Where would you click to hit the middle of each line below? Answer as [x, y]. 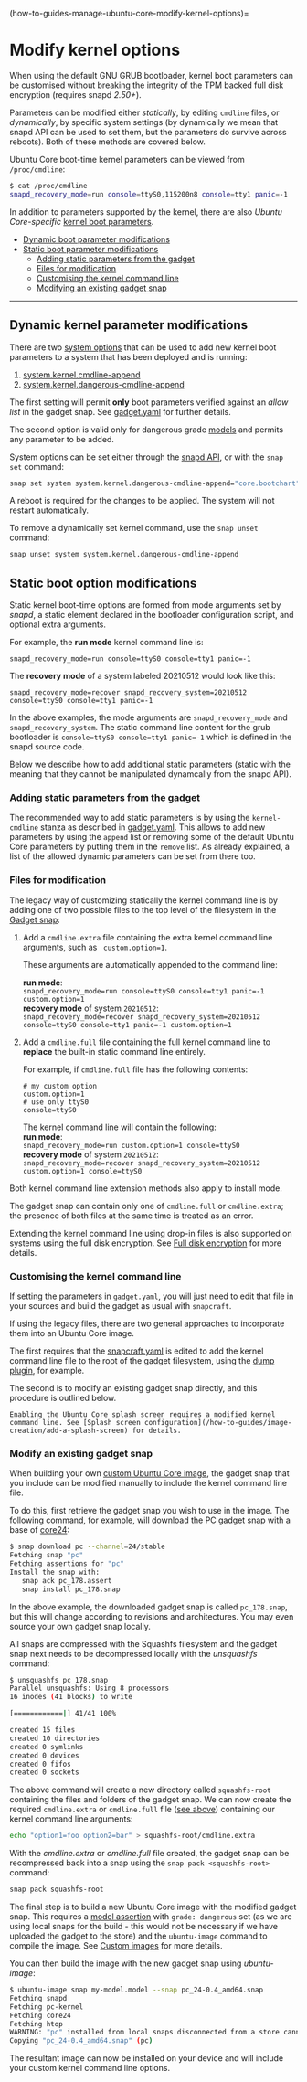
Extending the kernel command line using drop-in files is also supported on [151, 1233]
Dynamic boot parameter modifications [96, 239]
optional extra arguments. [58, 624]
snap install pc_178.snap [71, 1589]
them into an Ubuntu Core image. [72, 1333]
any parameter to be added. [62, 439]
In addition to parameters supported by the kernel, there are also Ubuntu [146, 212]
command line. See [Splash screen [75, 1422]
